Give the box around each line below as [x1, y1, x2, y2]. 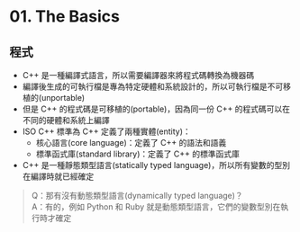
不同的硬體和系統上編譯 [22, 115, 110, 125]
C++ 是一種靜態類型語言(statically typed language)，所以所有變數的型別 [22, 160, 291, 170]
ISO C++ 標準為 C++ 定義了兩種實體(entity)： [22, 126, 191, 137]
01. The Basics [9, 6, 120, 27]
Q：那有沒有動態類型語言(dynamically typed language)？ [31, 191, 243, 201]
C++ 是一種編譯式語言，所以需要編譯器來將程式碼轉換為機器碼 [22, 70, 255, 80]
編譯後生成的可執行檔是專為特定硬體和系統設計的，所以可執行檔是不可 [22, 81, 284, 92]
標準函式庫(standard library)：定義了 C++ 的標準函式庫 [35, 148, 241, 159]
